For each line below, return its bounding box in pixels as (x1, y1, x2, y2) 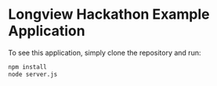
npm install (8, 63, 47, 71)
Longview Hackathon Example (8, 5, 210, 23)
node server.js (8, 70, 58, 78)
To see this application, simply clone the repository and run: (8, 48, 201, 57)
